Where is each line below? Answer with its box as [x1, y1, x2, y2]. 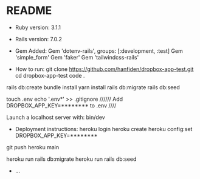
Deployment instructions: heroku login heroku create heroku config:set [15, 125, 193, 132]
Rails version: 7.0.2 [15, 35, 63, 42]
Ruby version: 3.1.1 [15, 24, 61, 31]
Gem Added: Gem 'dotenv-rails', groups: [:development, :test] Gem [15, 47, 184, 55]
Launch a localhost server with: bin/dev [6, 113, 105, 121]
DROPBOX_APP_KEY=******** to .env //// [6, 101, 117, 109]
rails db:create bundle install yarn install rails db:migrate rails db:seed [6, 83, 181, 91]
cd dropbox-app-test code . [15, 72, 85, 79]
